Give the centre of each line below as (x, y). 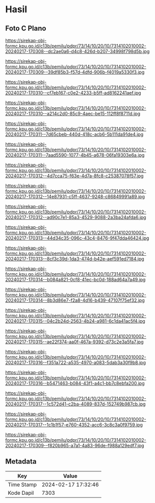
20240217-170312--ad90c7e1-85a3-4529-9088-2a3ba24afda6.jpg (76, 217)
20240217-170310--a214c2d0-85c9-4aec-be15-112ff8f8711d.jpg (73, 114)
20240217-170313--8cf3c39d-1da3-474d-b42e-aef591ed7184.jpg (75, 259)
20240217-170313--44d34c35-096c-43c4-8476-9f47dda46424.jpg (77, 238)
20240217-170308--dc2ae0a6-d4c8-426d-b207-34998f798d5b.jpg (77, 51)
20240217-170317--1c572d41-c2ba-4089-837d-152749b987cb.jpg (75, 404)
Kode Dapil (21, 493)
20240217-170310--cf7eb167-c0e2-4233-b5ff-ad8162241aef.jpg (73, 93)
